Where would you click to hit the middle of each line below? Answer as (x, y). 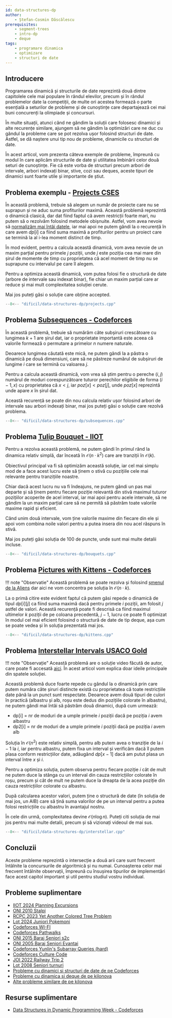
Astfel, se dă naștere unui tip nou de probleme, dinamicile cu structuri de (82, 139)
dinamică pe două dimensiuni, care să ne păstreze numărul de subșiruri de (84, 359)
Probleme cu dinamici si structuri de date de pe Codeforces (76, 970)
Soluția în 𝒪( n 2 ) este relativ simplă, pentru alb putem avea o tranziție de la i (84, 742)
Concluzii (21, 848)
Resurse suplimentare (41, 997)
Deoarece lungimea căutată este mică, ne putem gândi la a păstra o (77, 353)
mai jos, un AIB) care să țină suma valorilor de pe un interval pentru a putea (85, 801)
